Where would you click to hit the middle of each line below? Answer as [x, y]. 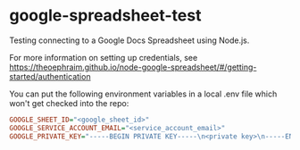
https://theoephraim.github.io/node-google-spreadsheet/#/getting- [133, 67]
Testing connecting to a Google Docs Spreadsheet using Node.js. [129, 40]
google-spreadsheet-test [105, 16]
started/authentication [50, 76]
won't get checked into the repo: [69, 103]
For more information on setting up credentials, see [104, 57]
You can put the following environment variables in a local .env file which [143, 94]
